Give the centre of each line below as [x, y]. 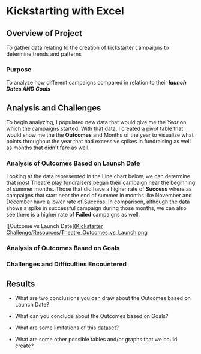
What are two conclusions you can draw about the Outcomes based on [103, 298]
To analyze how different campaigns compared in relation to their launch [96, 83]
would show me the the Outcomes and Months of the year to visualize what [100, 135]
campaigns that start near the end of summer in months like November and [99, 196]
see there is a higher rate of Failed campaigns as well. [73, 215]
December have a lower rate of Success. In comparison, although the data [98, 202]
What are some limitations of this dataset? [67, 328]
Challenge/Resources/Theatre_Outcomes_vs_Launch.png [77, 233]
